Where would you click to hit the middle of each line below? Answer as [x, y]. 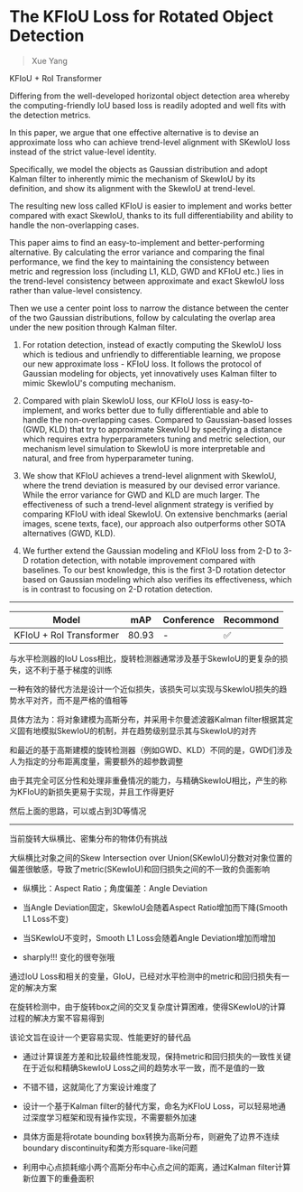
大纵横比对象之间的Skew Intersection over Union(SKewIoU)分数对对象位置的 [151, 857]
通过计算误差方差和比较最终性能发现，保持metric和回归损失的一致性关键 [156, 1056]
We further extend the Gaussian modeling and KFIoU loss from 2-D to [152, 550]
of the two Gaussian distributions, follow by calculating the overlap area [142, 317]
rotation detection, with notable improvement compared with [143, 560]
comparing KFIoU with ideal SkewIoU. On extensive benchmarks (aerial [155, 514]
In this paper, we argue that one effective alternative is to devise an [134, 132]
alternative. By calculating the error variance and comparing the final [137, 252]
